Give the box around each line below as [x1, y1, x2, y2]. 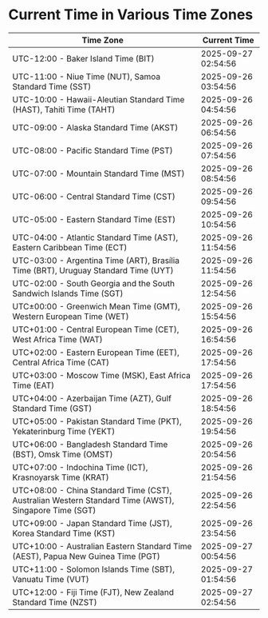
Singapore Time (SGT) [12, 504, 97, 516]
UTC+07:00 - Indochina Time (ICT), [12, 461, 148, 472]
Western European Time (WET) [12, 310, 129, 321]
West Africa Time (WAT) [12, 333, 104, 345]
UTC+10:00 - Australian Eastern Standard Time [12, 540, 192, 552]
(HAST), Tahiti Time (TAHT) [12, 104, 116, 115]
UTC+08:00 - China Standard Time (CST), [12, 484, 172, 496]
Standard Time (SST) [12, 81, 92, 92]
